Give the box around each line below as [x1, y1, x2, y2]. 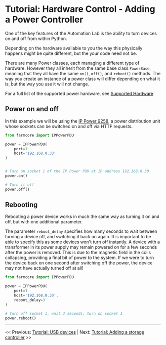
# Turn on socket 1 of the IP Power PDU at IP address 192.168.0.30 [5, 169, 149, 174]
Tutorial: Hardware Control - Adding [5, 3, 156, 15]
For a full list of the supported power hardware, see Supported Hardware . [5, 90, 155, 96]
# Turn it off [5, 182, 35, 187]
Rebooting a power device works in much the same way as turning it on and [5, 214, 160, 219]
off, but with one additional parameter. [5, 219, 83, 225]
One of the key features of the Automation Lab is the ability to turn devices [5, 30, 157, 36]
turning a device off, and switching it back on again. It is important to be [5, 234, 152, 240]
